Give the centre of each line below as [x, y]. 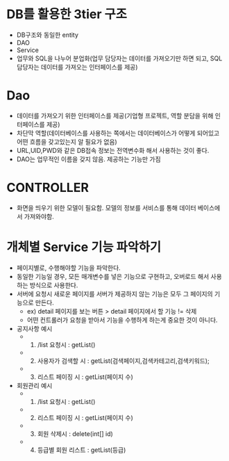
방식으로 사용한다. [54, 285]
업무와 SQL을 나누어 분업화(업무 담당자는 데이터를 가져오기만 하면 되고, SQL [119, 58]
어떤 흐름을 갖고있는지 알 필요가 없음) [67, 141]
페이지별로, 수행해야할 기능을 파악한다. [68, 268]
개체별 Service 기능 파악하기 [84, 247]
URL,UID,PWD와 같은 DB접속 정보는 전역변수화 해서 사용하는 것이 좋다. [113, 150]
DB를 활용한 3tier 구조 [67, 14]
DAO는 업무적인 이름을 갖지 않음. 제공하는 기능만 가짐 [88, 159]
